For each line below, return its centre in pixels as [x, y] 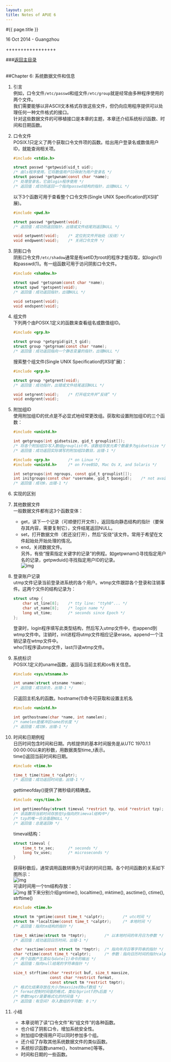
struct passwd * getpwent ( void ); [47, 222]
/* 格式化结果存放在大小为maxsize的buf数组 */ [58, 987]
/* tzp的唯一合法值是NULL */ [41, 818]
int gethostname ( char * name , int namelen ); [60, 717]
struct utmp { [28, 599]
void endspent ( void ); [36, 306]
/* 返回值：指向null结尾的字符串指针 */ [51, 964]
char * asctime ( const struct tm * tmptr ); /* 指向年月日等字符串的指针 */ [88, 949]
